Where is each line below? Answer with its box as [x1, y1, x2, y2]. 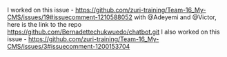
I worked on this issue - [7, 6, 74, 14]
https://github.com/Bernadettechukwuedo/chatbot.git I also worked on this [7, 27, 220, 36]
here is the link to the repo [7, 21, 81, 28]
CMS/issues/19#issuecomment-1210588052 [7, 13, 132, 21]
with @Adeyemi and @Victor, [133, 13, 217, 21]
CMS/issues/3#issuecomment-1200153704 [7, 43, 130, 50]
